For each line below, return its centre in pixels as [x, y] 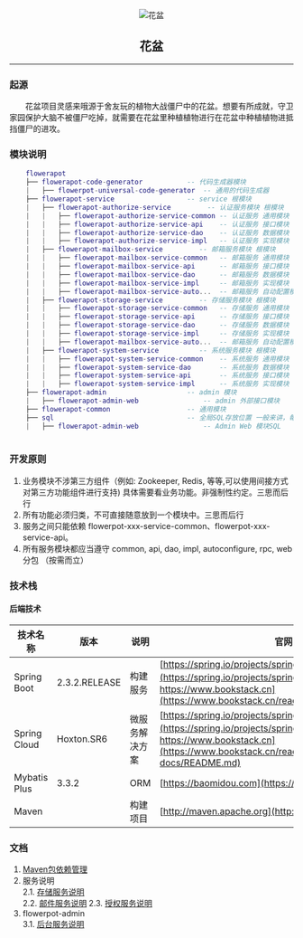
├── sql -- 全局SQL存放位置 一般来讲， [157, 417]
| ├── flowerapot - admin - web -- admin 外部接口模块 [153, 401]
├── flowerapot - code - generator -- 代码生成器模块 [136, 182]
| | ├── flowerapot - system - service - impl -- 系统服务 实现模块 [158, 384]
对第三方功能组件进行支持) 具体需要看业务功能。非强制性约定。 [139, 492]
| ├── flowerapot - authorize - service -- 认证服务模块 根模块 [155, 207]
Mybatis [31, 777]
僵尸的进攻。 [41, 129]
